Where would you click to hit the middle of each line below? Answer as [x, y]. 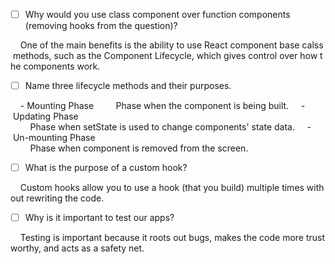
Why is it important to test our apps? [99, 218]
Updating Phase [45, 116]
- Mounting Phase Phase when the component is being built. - [162, 106]
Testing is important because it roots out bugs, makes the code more [161, 238]
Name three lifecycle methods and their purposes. [128, 86]
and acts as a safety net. [94, 248]
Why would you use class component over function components [157, 14]
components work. [62, 66]
